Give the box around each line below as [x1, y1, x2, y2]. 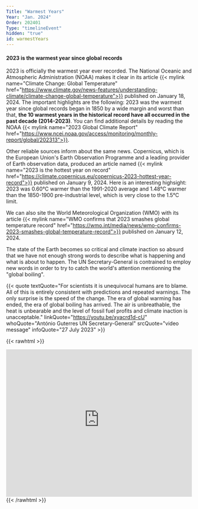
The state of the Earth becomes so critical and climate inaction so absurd [6, 246, 184, 253]
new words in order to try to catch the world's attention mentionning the [6, 265, 181, 272]
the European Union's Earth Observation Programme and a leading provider [6, 154, 190, 161]
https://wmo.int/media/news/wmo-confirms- [72, 222, 181, 229]
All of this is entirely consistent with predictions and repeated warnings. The [6, 288, 191, 295]
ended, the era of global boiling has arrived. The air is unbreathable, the [6, 301, 181, 308]
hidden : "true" [6, 31, 44, 37]
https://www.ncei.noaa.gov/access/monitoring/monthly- [21, 130, 158, 137]
